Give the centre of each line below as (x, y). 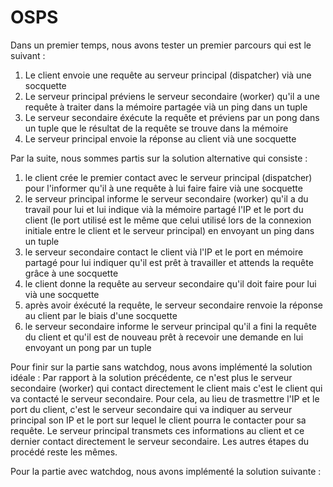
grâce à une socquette (71, 273)
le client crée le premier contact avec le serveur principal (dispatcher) (168, 177)
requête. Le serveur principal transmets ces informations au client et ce (157, 430)
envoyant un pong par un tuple (88, 347)
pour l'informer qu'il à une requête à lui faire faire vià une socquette (163, 188)
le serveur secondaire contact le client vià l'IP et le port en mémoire (164, 252)
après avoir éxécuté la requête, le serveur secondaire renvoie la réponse (174, 305)
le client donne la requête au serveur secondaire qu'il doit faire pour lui (170, 283)
